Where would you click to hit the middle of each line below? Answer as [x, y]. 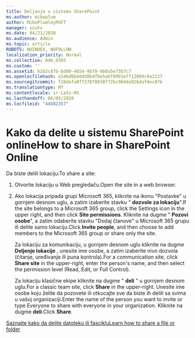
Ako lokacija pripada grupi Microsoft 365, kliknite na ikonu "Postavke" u [100, 196]
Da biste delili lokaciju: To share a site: [51, 173]
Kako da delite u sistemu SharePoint [95, 133]
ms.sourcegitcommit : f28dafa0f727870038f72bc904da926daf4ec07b [84, 82]
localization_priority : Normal [44, 55]
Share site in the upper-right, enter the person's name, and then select [100, 263]
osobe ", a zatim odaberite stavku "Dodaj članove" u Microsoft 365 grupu [102, 221]
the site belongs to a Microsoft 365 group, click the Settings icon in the [100, 208]
